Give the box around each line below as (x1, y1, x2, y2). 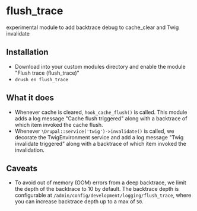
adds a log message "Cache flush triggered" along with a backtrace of (14, 114, 188, 122)
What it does (6, 93, 55, 103)
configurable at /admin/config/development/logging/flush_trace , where (14, 191, 192, 199)
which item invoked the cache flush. (14, 121, 103, 128)
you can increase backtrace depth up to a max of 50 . (14, 198, 144, 205)
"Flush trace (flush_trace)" (14, 69, 80, 76)
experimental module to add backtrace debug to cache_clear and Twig (6, 24, 179, 31)
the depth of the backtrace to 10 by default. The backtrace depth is (14, 186, 179, 193)
